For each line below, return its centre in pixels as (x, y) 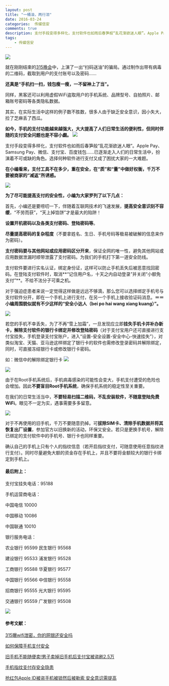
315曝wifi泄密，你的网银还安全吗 (39, 635)
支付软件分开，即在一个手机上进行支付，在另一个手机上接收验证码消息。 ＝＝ (84, 297)
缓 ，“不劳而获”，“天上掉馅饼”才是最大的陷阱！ (53, 212)
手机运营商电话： (23, 494)
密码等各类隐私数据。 (40, 101)
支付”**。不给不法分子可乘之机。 (39, 280)
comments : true (21, 29)
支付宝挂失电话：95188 (29, 483)
